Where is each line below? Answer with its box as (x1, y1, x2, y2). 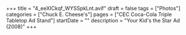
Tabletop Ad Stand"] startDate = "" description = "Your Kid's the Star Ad (6, 17, 180, 24)
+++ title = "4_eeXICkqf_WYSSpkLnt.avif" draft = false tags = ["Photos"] (6, 5, 181, 11)
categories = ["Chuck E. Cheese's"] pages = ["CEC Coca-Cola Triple (6, 11, 173, 18)
